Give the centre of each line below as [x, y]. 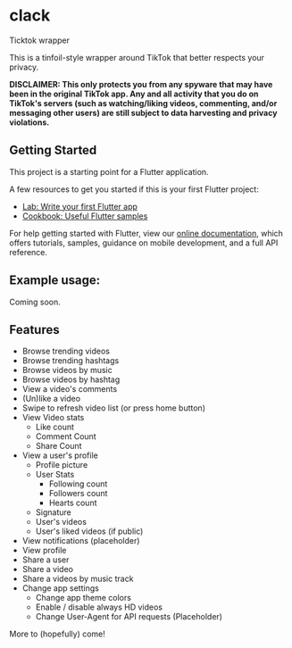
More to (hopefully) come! [57, 634]
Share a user [46, 560]
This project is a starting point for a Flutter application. [109, 171]
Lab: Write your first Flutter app [80, 206]
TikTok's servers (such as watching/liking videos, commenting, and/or [143, 103]
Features [34, 330]
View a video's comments [70, 389]
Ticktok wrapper [39, 40]
